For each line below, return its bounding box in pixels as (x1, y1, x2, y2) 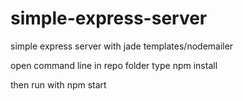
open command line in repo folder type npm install (10, 59, 218, 71)
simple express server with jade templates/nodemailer (10, 40, 234, 52)
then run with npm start (10, 78, 107, 91)
